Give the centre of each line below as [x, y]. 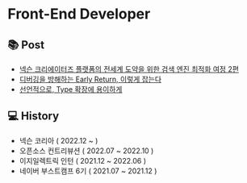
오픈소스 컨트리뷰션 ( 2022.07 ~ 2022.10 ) [86, 151]
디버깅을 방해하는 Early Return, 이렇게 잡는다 [90, 79]
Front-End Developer [79, 14]
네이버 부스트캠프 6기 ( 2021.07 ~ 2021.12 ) [88, 171]
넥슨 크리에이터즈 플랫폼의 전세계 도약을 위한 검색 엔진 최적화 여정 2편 [129, 69]
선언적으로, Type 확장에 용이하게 [71, 89]
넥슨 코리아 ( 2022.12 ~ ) [59, 140]
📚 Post [26, 45]
